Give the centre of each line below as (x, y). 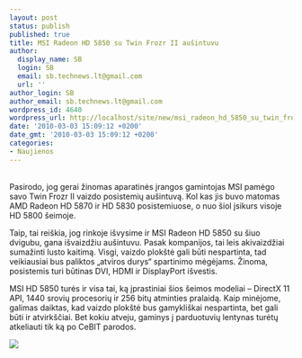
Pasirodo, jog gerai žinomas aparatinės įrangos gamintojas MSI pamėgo (142, 186)
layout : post (34, 18)
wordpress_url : (38, 118)
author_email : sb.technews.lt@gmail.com (86, 101)
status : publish (40, 26)
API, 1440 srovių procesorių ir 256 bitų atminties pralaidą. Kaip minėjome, (145, 298)
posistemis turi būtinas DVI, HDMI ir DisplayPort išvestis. (114, 271)
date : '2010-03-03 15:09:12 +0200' (76, 127)
